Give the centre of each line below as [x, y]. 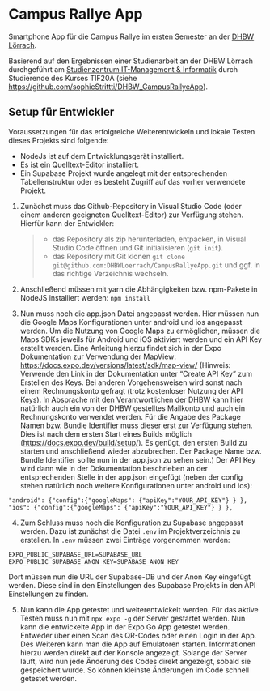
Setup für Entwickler [61, 112]
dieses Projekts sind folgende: [59, 140]
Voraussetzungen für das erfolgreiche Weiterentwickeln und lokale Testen [132, 131]
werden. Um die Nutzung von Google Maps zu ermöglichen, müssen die [140, 331]
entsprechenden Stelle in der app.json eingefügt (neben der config [131, 477]
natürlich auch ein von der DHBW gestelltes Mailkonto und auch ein [132, 408]
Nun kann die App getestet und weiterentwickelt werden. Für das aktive [139, 609]
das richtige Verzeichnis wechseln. [110, 273]
